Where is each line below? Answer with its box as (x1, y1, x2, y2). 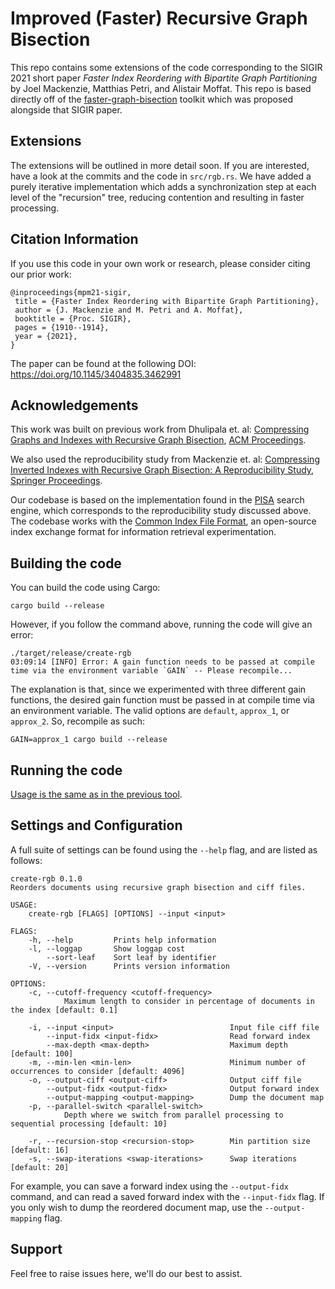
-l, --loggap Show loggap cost (28, 943, 186, 954)
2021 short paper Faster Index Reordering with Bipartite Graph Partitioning (10, 72, 318, 84)
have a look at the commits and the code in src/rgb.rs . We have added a (10, 170, 312, 182)
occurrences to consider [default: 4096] (10, 1066, 186, 1076)
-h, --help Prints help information (28, 935, 217, 945)
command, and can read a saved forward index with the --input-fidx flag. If (10, 1190, 325, 1202)
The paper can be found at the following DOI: (10, 357, 197, 369)
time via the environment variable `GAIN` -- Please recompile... (10, 666, 293, 676)
